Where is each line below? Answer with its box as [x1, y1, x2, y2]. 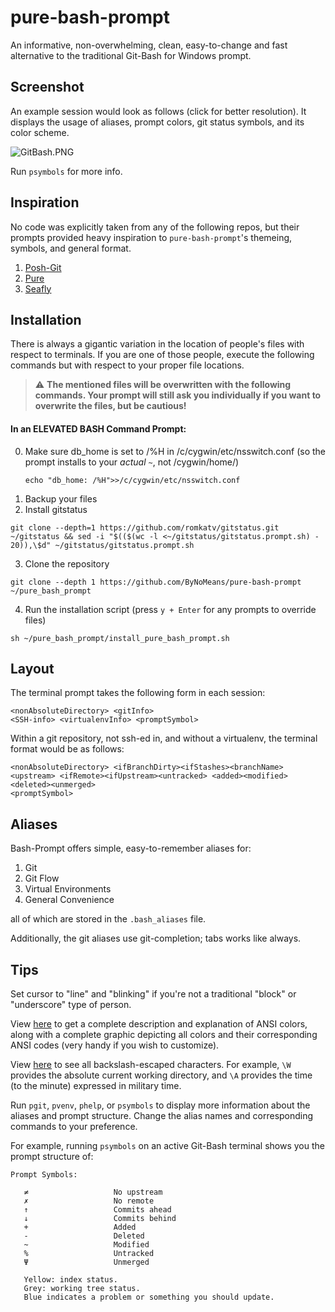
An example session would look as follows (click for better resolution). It [10, 105, 307, 117]
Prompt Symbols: [10, 1170, 78, 1180]
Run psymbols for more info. [10, 165, 123, 177]
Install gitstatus [24, 503, 88, 515]
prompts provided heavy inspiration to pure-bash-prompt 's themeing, [10, 231, 293, 243]
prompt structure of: [10, 1151, 94, 1163]
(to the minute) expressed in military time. [10, 1080, 182, 1092]
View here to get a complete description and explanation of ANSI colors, [10, 1018, 308, 1030]
